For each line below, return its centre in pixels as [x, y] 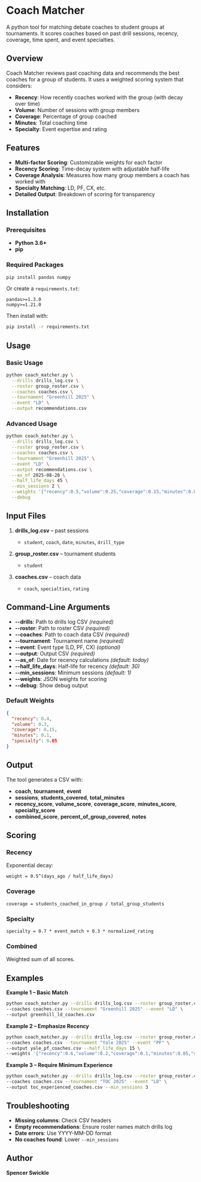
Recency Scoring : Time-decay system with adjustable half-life [92, 169]
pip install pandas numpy [38, 277]
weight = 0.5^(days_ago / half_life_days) [60, 876]
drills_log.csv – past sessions [52, 530]
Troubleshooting [38, 1106]
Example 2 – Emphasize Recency [48, 1026]
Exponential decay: [30, 865]
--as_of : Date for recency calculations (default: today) [82, 660]
